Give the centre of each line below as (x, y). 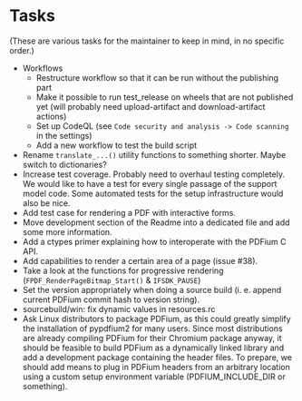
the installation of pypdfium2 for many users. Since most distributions (152, 328)
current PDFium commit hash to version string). (111, 299)
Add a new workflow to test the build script (117, 145)
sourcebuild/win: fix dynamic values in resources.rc (119, 308)
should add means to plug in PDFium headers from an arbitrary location (156, 367)
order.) (22, 50)
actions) (51, 116)
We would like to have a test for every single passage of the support (150, 183)
